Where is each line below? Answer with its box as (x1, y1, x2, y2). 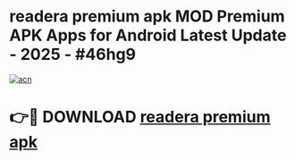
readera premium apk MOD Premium (9, 6, 285, 27)
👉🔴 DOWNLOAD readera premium (9, 107, 271, 127)
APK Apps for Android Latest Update (9, 25, 287, 46)
